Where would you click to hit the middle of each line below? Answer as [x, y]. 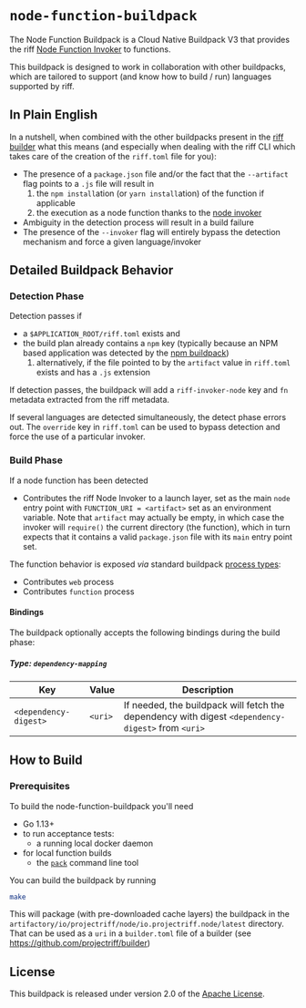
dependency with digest [175, 716]
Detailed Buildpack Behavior [92, 270]
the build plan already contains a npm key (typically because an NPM [150, 344]
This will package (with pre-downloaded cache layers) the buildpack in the [149, 914]
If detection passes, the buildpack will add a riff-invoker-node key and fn [149, 390]
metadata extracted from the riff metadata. [90, 400]
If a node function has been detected [79, 480]
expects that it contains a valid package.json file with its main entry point [158, 537]
